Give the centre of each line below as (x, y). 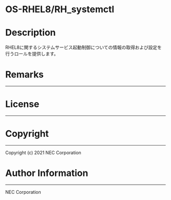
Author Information (47, 173)
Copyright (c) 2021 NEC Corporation (43, 152)
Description (31, 33)
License (22, 104)
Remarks (25, 75)
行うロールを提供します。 (32, 54)
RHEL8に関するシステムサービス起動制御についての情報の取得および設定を (83, 47)
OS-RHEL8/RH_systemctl (60, 9)
